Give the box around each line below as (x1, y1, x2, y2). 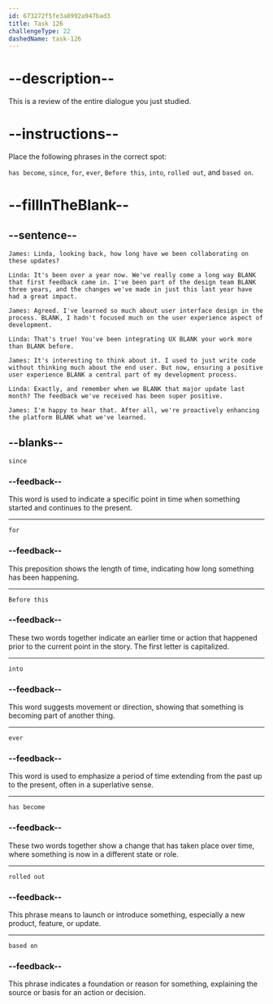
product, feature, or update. (8, 919, 102, 928)
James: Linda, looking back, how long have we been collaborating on (8, 250, 249, 259)
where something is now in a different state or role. (8, 849, 179, 858)
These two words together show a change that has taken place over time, (8, 841, 255, 850)
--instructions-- (8, 125, 119, 143)
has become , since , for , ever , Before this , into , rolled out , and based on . (8, 167, 254, 177)
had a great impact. (8, 293, 79, 301)
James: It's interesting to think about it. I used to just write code (8, 357, 256, 365)
